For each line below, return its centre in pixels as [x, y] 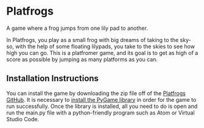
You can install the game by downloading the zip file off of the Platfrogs [96, 93]
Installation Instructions [53, 78]
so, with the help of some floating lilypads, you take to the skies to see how [100, 46]
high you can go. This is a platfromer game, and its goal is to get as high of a [102, 52]
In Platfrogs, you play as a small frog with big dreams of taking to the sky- [99, 40]
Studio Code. [23, 119]
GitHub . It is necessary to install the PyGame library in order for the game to [101, 99]
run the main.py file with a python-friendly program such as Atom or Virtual [100, 112]
